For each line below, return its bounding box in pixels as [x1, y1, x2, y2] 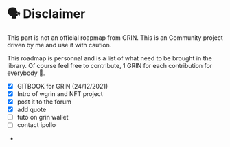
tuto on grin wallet [16, 113, 69, 122]
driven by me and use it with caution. [7, 41, 112, 49]
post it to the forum [16, 98, 72, 106]
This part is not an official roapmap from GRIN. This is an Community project [7, 33, 223, 42]
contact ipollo [16, 121, 56, 129]
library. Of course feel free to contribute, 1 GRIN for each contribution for [7, 61, 213, 69]
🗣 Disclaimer [7, 6, 86, 22]
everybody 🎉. [7, 69, 45, 77]
